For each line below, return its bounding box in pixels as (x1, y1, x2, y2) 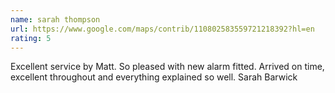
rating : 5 (10, 33, 52, 43)
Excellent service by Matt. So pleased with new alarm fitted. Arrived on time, (10, 61, 325, 73)
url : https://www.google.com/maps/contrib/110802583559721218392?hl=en (10, 24, 315, 34)
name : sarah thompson (10, 14, 101, 25)
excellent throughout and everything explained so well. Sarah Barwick (10, 71, 298, 83)
